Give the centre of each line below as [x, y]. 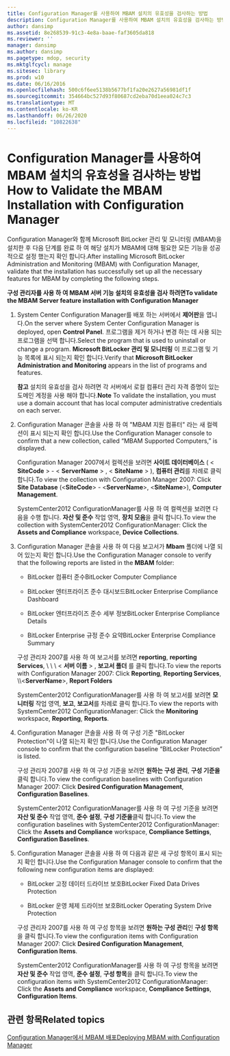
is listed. [29, 757]
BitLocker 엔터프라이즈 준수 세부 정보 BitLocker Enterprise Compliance [124, 613]
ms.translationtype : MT [41, 103]
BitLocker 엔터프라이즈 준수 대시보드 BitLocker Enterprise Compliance [123, 592]
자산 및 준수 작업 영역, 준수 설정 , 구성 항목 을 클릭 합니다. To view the [107, 974]
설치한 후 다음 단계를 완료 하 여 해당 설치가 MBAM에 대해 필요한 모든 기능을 [107, 248]
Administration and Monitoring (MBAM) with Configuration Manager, [103, 264]
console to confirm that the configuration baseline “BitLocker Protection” [119, 749]
